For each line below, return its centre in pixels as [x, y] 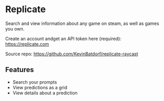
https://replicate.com [27, 44]
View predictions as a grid [40, 87]
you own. [15, 28]
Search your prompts [35, 82]
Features [20, 70]
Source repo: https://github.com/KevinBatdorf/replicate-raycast [72, 54]
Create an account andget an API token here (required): [63, 39]
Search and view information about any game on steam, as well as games [82, 23]
